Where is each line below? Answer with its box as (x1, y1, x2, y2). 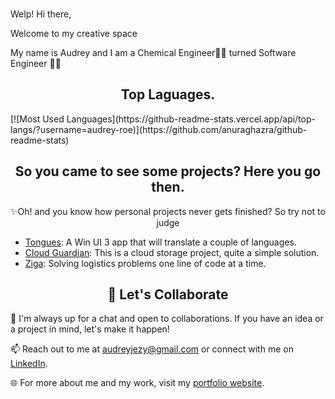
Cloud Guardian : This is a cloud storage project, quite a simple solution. (24, 246, 320, 258)
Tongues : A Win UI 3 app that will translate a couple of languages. (24, 236, 297, 248)
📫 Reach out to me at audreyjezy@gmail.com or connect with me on (10, 343, 294, 355)
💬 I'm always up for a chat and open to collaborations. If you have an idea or (10, 313, 324, 325)
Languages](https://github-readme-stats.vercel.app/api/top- (66, 113, 316, 125)
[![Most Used (10, 113, 65, 125)
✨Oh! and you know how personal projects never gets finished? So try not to (10, 205, 326, 217)
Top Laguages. (120, 86, 216, 103)
